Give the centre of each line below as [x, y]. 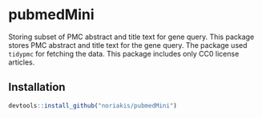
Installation [37, 87]
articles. [22, 62]
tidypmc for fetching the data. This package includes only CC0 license [124, 53]
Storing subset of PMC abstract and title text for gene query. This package [131, 37]
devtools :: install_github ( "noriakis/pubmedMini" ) [93, 105]
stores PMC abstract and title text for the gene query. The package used [128, 45]
